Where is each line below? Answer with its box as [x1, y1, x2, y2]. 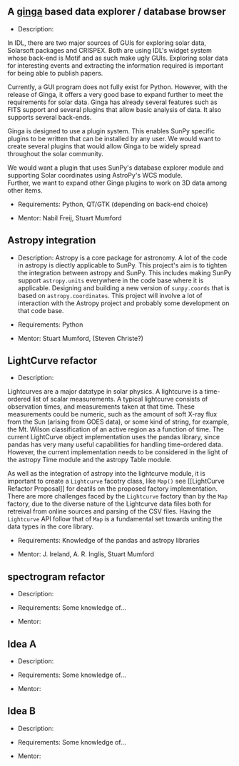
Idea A [7, 638, 37, 650]
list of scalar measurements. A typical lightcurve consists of [31, 395, 208, 404]
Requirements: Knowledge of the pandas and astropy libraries [17, 536, 200, 545]
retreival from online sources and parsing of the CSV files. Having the [7, 507, 212, 516]
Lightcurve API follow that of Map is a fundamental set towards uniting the [7, 515, 223, 524]
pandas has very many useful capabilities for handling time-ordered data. [7, 440, 223, 449]
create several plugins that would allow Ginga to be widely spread [7, 142, 201, 150]
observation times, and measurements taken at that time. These [7, 402, 195, 411]
